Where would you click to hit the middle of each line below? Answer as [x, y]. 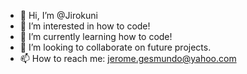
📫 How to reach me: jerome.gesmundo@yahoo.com [128, 58]
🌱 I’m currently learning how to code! [96, 36]
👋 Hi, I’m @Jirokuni [58, 15]
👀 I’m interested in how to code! [85, 26]
